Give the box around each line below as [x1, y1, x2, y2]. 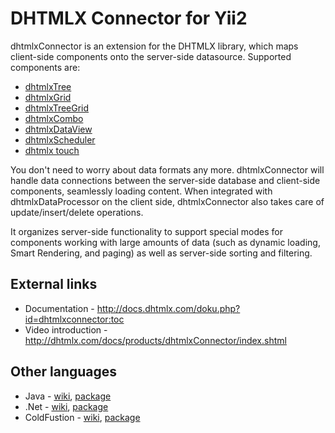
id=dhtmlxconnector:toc [24, 313, 125, 325]
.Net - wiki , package [24, 400, 109, 412]
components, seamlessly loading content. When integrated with [10, 185, 273, 197]
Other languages [10, 363, 118, 381]
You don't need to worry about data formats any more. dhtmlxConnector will [10, 163, 325, 176]
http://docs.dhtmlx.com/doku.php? [96, 302, 241, 314]
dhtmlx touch [24, 144, 80, 156]
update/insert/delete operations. [10, 206, 144, 218]
